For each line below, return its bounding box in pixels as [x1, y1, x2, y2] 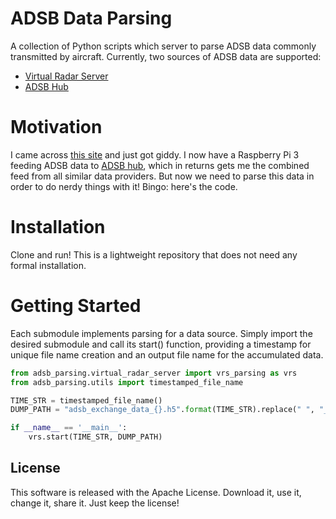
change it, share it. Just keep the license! [10, 497, 180, 509]
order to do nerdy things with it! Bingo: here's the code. [10, 180, 238, 192]
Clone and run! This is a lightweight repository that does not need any [10, 248, 298, 261]
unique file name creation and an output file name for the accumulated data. [10, 348, 324, 361]
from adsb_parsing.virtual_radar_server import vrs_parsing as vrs [10, 368, 298, 378]
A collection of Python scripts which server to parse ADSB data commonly [10, 40, 317, 52]
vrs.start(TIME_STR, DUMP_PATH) [28, 432, 163, 442]
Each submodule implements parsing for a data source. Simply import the [10, 327, 313, 339]
